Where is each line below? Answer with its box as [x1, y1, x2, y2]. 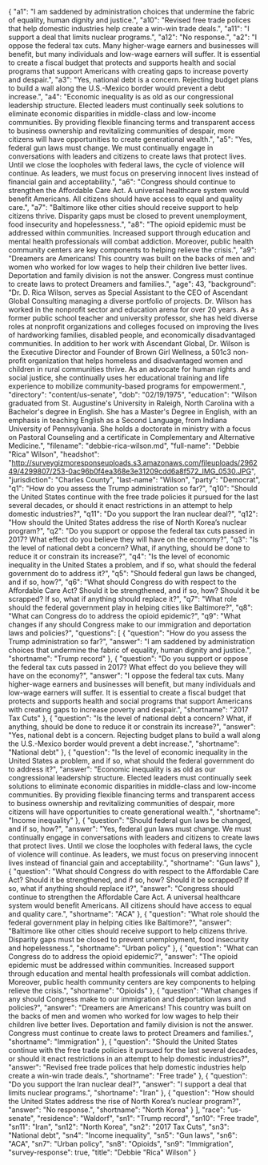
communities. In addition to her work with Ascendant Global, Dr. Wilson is [8, 339, 250, 348]
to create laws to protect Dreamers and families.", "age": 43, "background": [8, 280, 257, 288]
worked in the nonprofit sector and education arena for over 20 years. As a [8, 304, 255, 314]
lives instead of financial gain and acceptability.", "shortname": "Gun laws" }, [8, 858, 261, 868]
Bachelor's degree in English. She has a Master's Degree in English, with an [8, 407, 258, 416]
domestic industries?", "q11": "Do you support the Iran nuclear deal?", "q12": [8, 509, 258, 518]
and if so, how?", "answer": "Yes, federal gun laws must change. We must [8, 824, 252, 833]
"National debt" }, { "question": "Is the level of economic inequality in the [8, 748, 248, 756]
